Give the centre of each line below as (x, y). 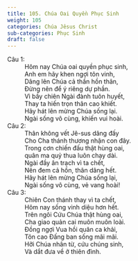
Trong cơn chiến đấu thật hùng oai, (75, 148)
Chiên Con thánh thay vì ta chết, (70, 200)
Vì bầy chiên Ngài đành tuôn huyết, (75, 96)
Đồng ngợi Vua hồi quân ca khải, (71, 230)
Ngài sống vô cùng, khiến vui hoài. (74, 118)
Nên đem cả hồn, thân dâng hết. (70, 171)
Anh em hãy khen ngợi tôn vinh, (70, 74)
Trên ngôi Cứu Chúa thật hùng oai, (74, 215)
